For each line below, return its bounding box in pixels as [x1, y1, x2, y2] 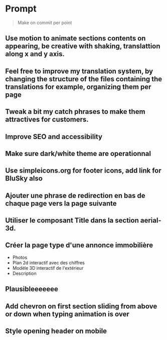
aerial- [140, 216, 161, 225]
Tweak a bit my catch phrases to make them [5, 107, 145, 116]
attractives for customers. [5, 115, 89, 124]
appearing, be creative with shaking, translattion [5, 42, 160, 51]
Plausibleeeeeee [5, 285, 59, 293]
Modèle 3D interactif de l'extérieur [12, 265, 84, 271]
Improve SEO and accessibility [5, 132, 103, 141]
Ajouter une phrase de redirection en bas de [5, 191, 145, 200]
